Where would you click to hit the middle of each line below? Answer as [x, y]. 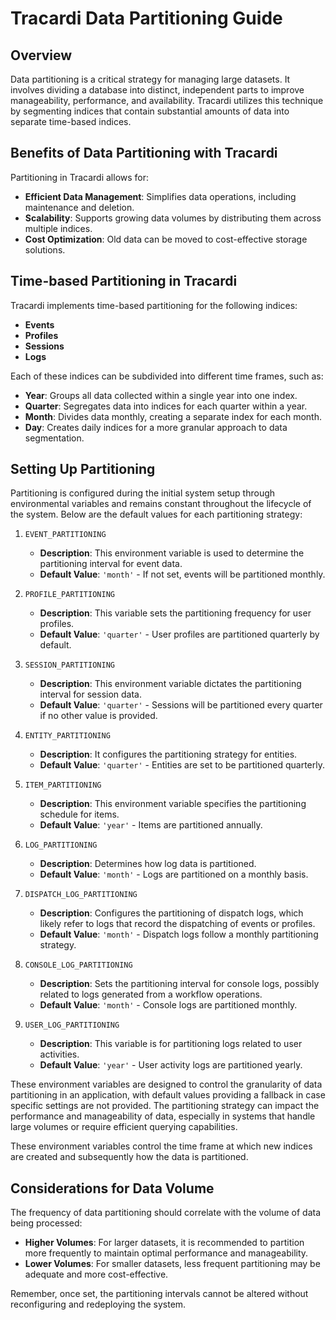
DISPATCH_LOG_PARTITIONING [81, 895]
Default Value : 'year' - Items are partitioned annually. [151, 825]
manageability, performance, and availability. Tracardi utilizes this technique [167, 100]
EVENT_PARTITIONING [65, 535]
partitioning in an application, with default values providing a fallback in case [168, 1095]
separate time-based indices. [71, 121]
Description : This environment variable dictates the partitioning [170, 684]
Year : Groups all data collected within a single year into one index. [161, 395]
